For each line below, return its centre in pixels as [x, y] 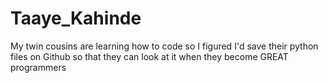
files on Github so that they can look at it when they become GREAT [149, 56]
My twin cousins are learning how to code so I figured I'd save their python [164, 46]
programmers [38, 67]
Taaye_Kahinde [76, 18]
